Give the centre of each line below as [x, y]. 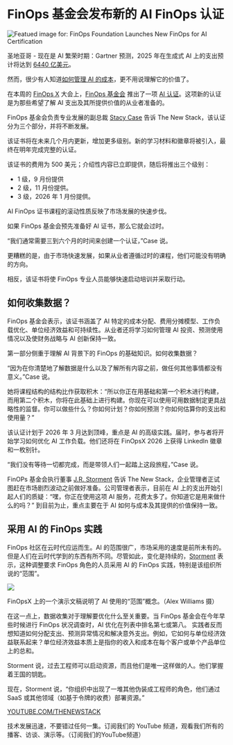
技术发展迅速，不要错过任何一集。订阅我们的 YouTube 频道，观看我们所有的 [115, 726]
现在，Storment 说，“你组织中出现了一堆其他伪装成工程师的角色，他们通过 [114, 689]
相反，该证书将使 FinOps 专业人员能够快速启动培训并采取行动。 [98, 279]
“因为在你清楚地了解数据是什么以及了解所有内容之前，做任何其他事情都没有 [115, 368]
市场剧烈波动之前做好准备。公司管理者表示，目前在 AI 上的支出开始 [121, 488]
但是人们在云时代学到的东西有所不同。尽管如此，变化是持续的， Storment [112, 556]
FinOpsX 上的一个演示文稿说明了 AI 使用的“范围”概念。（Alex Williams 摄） [113, 601]
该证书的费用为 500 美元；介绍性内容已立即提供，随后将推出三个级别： [109, 164]
